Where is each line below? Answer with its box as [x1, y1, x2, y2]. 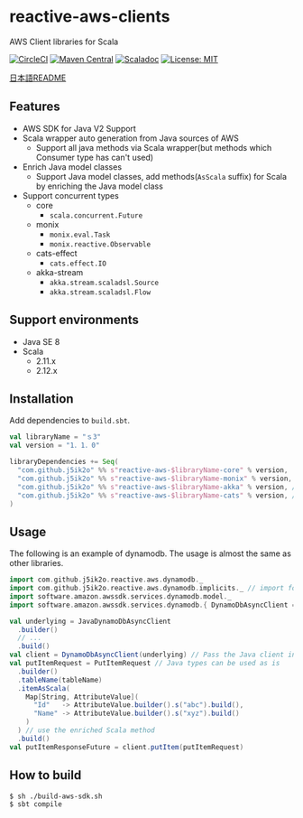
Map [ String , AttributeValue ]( [25, 693, 140, 702]
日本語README [9, 72, 67, 83]
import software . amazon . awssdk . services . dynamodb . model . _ [9, 591, 232, 601]
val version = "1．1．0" [9, 441, 100, 451]
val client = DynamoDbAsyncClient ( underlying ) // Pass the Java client [9, 650, 284, 660]
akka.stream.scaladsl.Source [49, 278, 160, 287]
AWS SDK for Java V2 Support [22, 123, 137, 134]
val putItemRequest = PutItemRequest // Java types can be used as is [9, 659, 280, 668]
